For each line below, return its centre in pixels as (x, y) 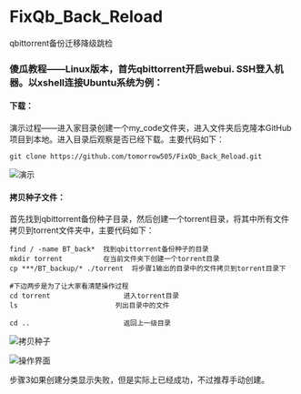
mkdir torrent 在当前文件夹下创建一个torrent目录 (115, 259)
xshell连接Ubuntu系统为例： (100, 82)
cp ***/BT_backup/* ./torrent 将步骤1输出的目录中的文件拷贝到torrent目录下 (148, 269)
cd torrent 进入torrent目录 (95, 296)
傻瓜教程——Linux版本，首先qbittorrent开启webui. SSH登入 (142, 68)
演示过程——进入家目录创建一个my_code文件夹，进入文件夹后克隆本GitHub (151, 128)
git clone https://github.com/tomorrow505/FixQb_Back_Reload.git (135, 157)
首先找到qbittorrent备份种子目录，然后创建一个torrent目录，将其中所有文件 (149, 219)
